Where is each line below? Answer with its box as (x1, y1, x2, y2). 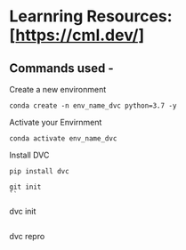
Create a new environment (9, 85, 107, 94)
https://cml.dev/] (15, 25, 145, 45)
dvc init (9, 206, 36, 216)
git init (9, 182, 42, 191)
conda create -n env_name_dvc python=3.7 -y (9, 101, 177, 110)
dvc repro (9, 231, 45, 241)
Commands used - (9, 60, 114, 76)
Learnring (9, 6, 84, 27)
